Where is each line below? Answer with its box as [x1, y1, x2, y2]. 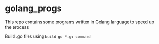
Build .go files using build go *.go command [5, 33, 91, 39]
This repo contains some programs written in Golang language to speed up [5, 19, 155, 25]
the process [5, 24, 29, 29]
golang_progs [5, 3, 62, 14]
